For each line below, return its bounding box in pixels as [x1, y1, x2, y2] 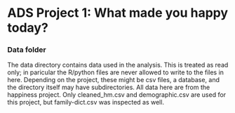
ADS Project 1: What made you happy [7, 5, 229, 21]
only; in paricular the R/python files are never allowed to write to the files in [7, 68, 224, 77]
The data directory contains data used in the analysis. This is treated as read [7, 61, 229, 69]
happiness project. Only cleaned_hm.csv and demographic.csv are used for [7, 91, 227, 99]
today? [7, 20, 49, 36]
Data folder [7, 45, 47, 55]
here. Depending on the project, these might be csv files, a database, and [7, 76, 220, 84]
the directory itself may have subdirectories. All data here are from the [7, 83, 210, 92]
